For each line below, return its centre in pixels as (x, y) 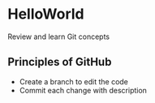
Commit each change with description (83, 90)
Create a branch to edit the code (74, 81)
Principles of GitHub (60, 62)
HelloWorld (46, 14)
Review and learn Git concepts (59, 36)
